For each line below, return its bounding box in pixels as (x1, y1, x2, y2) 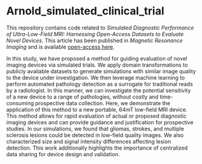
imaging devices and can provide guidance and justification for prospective (6, 118, 194, 126)
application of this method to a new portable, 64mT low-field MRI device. (6, 106, 188, 113)
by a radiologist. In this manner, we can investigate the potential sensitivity (6, 87, 191, 94)
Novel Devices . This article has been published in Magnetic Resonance (6, 37, 183, 44)
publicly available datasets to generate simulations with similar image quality (6, 67, 196, 74)
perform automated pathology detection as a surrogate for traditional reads (6, 80, 193, 88)
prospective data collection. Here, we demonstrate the (35, 99, 171, 106)
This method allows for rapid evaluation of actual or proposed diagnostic (6, 112, 187, 120)
